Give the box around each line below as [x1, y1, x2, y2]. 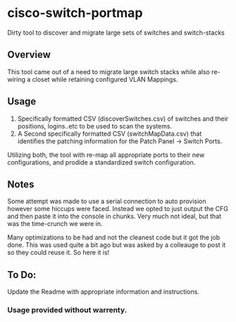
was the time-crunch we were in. [7, 220, 103, 228]
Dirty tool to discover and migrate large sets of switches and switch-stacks [7, 28, 225, 37]
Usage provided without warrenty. [7, 305, 128, 315]
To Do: [7, 268, 37, 280]
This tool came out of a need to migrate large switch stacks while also [7, 67, 210, 76]
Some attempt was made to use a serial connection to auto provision [7, 197, 206, 205]
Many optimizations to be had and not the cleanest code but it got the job [7, 233, 221, 241]
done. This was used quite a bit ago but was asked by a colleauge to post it [7, 241, 226, 249]
